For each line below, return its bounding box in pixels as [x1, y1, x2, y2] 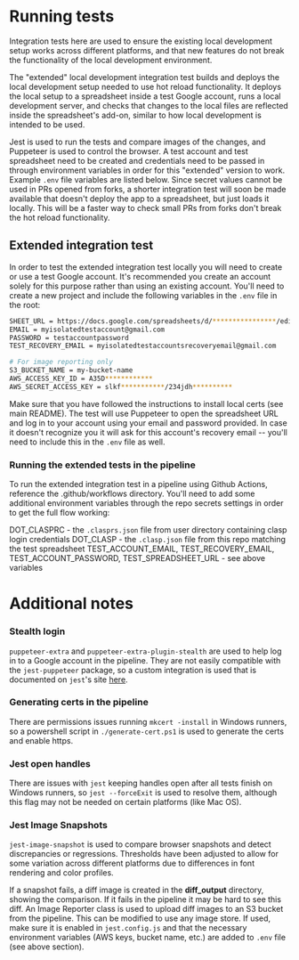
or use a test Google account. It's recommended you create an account [9, 271, 271, 281]
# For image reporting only [9, 358, 114, 367]
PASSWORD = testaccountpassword [9, 333, 129, 342]
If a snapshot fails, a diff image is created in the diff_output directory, [9, 884, 264, 896]
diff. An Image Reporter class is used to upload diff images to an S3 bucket [9, 904, 284, 915]
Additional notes [9, 594, 134, 614]
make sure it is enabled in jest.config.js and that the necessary [9, 923, 247, 933]
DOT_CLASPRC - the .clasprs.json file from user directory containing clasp [9, 525, 287, 535]
